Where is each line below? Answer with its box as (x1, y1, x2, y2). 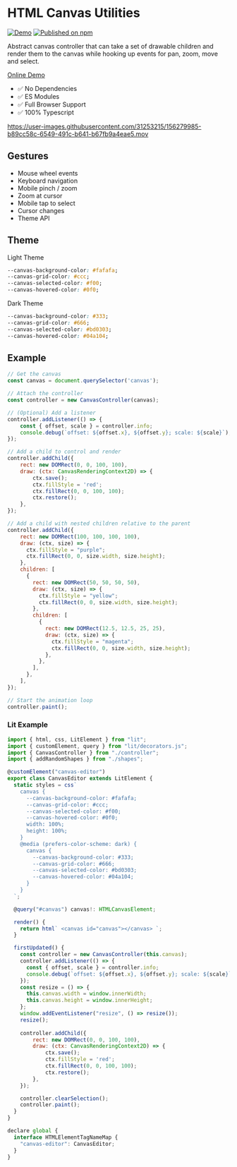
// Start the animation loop (7, 696, 93, 703)
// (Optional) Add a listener (7, 409, 97, 416)
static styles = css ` (13, 782, 78, 789)
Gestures (7, 150, 49, 162)
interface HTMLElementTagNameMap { (13, 1134, 119, 1141)
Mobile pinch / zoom (17, 183, 78, 192)
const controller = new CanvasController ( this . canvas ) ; (20, 951, 188, 958)
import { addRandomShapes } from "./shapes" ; (7, 756, 143, 763)
